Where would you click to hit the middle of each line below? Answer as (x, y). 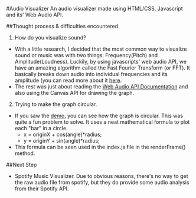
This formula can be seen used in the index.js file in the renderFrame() (100, 147)
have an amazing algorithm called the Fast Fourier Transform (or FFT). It (102, 68)
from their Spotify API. (42, 189)
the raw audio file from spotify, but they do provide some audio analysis (102, 182)
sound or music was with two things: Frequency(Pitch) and (86, 55)
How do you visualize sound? (50, 37)
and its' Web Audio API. (35, 15)
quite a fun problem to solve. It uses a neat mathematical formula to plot (102, 122)
